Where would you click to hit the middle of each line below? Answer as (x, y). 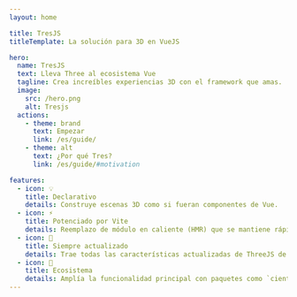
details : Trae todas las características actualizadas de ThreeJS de (156, 254)
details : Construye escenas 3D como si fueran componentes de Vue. (152, 205)
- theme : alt (49, 148)
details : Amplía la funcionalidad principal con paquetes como (144, 279)
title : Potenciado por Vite (76, 222)
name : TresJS (41, 66)
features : (27, 180)
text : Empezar (59, 132)
